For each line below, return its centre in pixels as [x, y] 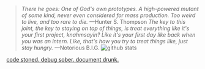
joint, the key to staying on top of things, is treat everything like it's [105, 28]
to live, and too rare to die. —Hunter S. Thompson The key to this [103, 22]
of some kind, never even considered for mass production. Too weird [108, 15]
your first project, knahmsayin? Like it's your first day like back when [108, 35]
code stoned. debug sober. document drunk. [63, 60]
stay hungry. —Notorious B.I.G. [60, 48]
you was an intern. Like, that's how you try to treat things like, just [105, 41]
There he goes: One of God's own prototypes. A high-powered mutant [110, 9]
